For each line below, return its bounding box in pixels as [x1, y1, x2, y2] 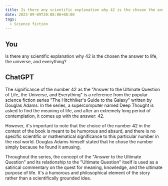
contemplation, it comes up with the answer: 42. [5, 113, 105, 119]
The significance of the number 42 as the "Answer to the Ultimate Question [5, 86, 160, 92]
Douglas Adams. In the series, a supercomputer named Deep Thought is [5, 102, 154, 108]
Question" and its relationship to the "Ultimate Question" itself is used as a [5, 159, 158, 165]
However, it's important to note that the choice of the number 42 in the [5, 122, 151, 128]
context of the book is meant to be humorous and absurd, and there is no [5, 128, 156, 134]
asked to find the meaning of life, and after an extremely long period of [5, 107, 151, 113]
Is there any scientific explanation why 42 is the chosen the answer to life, [5, 53, 158, 59]
